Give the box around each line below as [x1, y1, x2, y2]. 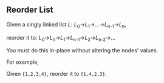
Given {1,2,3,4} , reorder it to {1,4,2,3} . [6, 70, 107, 78]
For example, [6, 58, 39, 66]
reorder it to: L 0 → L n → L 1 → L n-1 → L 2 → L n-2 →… [6, 34, 116, 43]
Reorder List [6, 5, 53, 15]
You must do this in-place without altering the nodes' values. [6, 47, 159, 54]
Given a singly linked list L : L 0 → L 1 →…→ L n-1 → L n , [6, 20, 126, 29]
